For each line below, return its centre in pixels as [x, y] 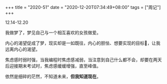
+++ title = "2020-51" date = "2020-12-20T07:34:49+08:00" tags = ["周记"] [83, 7]
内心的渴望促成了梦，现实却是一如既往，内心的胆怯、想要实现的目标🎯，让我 [83, 43]
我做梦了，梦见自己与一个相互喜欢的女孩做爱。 [53, 33]
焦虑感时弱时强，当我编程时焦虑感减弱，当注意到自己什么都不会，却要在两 [81, 60]
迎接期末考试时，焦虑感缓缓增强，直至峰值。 [55, 66]
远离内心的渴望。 [23, 49]
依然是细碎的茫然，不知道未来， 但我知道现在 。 [53, 76]
